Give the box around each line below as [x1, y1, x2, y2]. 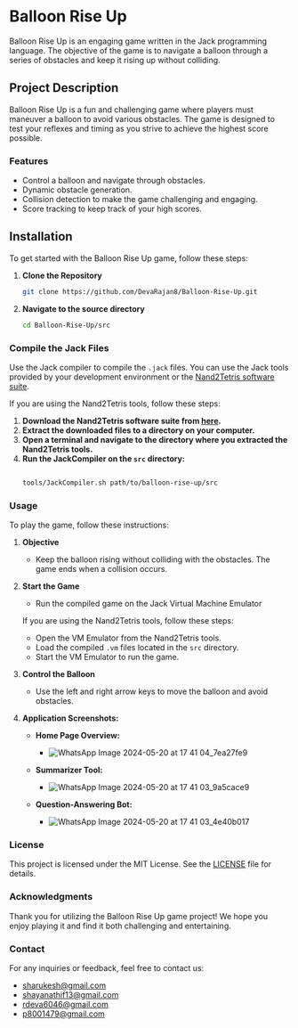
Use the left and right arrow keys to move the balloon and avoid [35, 686, 269, 697]
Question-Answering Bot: [35, 799, 133, 810]
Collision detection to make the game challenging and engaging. [21, 194, 258, 205]
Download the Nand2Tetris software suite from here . [21, 415, 221, 426]
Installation [9, 229, 73, 244]
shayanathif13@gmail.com [21, 989, 119, 999]
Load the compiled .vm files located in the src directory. [35, 642, 239, 653]
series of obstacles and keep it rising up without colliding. [9, 54, 221, 65]
